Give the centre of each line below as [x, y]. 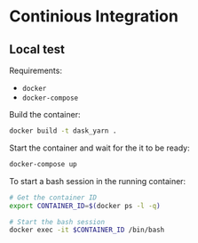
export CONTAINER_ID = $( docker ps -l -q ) [85, 206]
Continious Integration [94, 16]
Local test [37, 49]
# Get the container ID [53, 198]
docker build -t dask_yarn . [63, 131]
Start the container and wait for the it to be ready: [99, 148]
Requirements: [36, 70]
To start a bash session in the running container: [98, 181]
